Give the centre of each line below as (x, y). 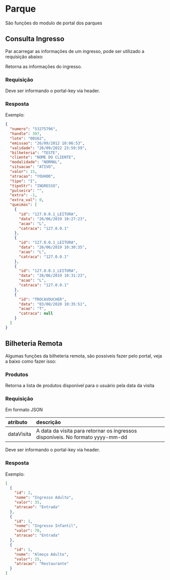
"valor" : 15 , (24, 172)
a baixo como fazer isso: (31, 361)
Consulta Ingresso (35, 39)
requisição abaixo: (25, 56)
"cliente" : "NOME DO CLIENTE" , (43, 157)
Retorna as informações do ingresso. (44, 66)
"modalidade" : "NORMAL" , (36, 162)
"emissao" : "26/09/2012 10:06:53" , (47, 143)
